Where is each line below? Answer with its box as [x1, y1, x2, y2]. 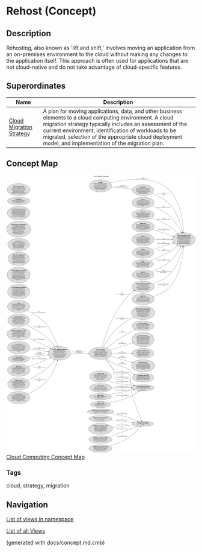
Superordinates [6, 81, 66, 91]
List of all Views [6, 527, 46, 535]
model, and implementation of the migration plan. [43, 139, 164, 147]
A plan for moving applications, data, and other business [43, 107, 182, 115]
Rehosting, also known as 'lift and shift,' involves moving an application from [6, 44, 195, 51]
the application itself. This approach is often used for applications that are [6, 57, 189, 64]
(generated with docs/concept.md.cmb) [6, 539, 105, 547]
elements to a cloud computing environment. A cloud [43, 113, 174, 121]
